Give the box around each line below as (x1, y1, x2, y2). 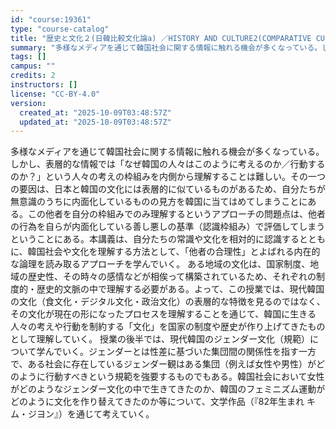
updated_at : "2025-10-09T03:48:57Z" (19, 117, 172, 127)
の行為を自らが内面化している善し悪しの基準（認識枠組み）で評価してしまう (10, 221, 326, 233)
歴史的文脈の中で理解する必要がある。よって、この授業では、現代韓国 (36, 283, 325, 295)
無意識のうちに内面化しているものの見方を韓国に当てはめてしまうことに (10, 196, 308, 208)
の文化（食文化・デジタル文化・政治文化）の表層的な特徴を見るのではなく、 (10, 296, 326, 308)
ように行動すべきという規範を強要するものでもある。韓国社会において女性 (18, 371, 325, 383)
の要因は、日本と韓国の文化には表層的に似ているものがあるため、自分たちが (10, 183, 326, 195)
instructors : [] (10, 80, 78, 90)
